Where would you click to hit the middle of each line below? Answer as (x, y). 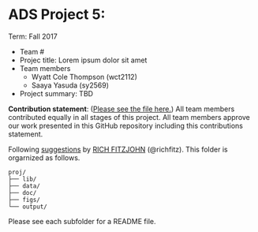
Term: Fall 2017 (33, 36)
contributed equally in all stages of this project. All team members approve (129, 117)
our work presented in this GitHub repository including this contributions (125, 125)
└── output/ (28, 207)
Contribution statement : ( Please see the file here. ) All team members (122, 109)
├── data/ (24, 186)
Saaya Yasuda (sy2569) (70, 85)
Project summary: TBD (56, 93)
